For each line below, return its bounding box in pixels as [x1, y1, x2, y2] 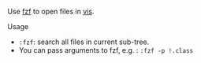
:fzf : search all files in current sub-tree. [18, 37, 150, 46]
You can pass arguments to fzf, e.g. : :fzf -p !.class [18, 46, 194, 54]
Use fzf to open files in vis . [7, 7, 95, 16]
